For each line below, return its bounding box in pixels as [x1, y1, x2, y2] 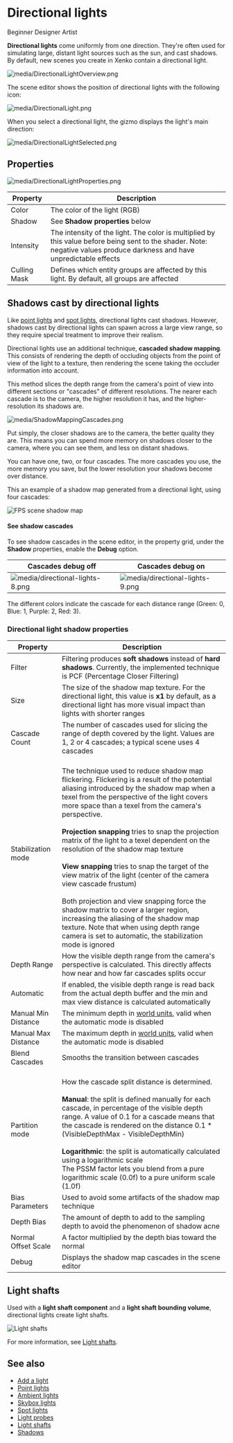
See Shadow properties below [50, 216, 151, 226]
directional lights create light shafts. [7, 1310, 110, 1319]
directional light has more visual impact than [61, 700, 206, 710]
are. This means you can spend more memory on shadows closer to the [7, 436, 213, 444]
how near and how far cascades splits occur [61, 968, 207, 978]
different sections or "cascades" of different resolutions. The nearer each [7, 387, 217, 396]
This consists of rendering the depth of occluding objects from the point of [7, 351, 221, 359]
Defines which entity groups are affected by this [50, 265, 207, 275]
